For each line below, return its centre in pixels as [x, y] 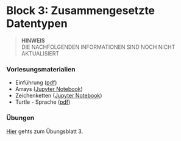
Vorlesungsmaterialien [41, 69]
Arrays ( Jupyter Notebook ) [49, 89]
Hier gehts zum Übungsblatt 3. [45, 131]
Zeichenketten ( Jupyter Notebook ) [59, 96]
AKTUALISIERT [40, 53]
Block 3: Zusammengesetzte [81, 11]
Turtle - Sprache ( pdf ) [43, 102]
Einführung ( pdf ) [36, 82]
